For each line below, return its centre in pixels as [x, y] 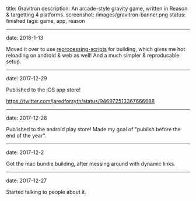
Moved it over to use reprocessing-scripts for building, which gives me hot [96, 49]
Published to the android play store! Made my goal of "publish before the [93, 129]
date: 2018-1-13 [25, 38]
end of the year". [26, 135]
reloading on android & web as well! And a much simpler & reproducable [93, 55]
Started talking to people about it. [46, 192]
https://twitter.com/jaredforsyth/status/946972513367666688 [80, 101]
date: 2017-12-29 [27, 78]
